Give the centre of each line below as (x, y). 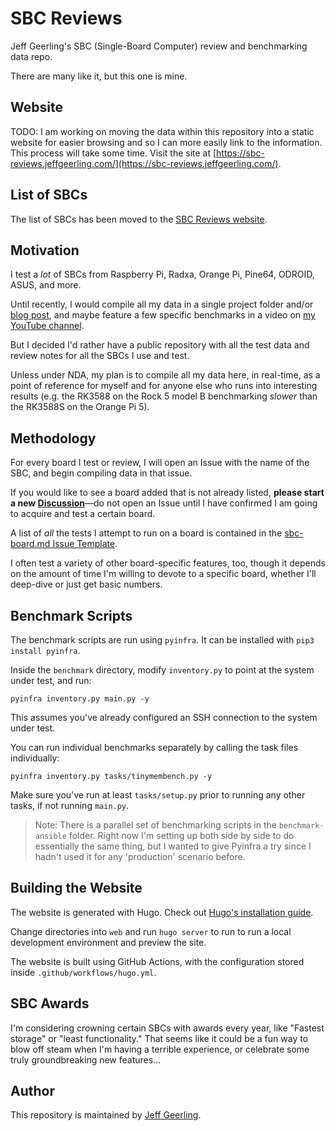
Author (32, 1091)
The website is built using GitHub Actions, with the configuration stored (157, 961)
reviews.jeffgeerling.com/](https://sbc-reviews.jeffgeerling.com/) (144, 163)
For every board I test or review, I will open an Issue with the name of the (160, 463)
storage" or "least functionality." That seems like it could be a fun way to (159, 1038)
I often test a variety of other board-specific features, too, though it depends (168, 563)
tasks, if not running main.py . (70, 805)
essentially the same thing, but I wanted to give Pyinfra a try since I (173, 846)
